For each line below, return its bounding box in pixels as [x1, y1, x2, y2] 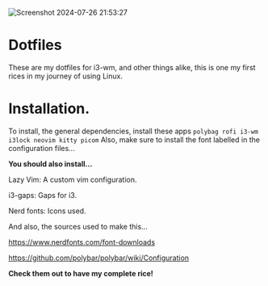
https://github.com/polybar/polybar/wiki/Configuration [8, 253, 190, 263]
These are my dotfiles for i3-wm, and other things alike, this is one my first [8, 62, 256, 72]
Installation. [8, 99, 90, 118]
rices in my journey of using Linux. [8, 71, 124, 81]
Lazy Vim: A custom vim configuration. [8, 175, 137, 184]
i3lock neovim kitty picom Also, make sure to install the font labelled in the [8, 134, 261, 145]
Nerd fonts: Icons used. [8, 206, 86, 216]
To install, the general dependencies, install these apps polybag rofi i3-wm [8, 126, 258, 136]
